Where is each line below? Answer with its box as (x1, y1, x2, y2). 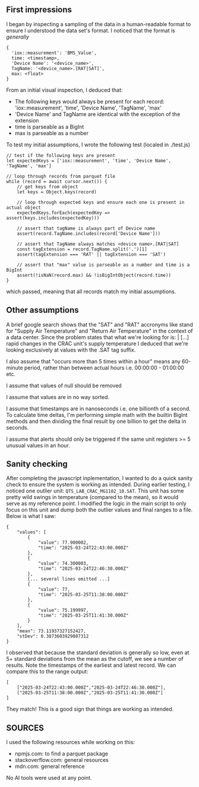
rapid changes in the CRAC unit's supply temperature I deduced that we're (6, 340, 188, 347)
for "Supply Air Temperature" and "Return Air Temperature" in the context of (6, 327, 193, 334)
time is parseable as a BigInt (14, 123, 84, 130)
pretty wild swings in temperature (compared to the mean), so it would (6, 494, 179, 501)
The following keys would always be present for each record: (14, 98, 165, 105)
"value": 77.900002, (37, 540, 89, 546)
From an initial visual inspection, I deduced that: (6, 86, 123, 93)
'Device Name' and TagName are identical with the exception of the (14, 110, 181, 118)
